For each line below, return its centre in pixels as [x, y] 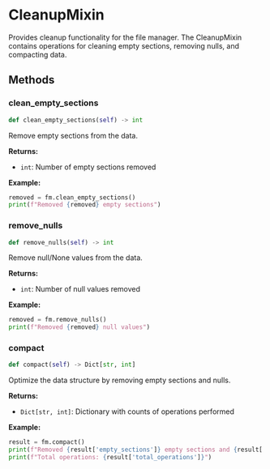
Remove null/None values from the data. [76, 258]
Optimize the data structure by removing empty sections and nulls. [120, 380]
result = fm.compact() [47, 442]
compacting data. [38, 54]
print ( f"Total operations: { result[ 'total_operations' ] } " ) [110, 458]
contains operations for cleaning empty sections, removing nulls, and [124, 45]
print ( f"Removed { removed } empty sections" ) [85, 205]
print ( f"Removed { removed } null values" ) [79, 327]
